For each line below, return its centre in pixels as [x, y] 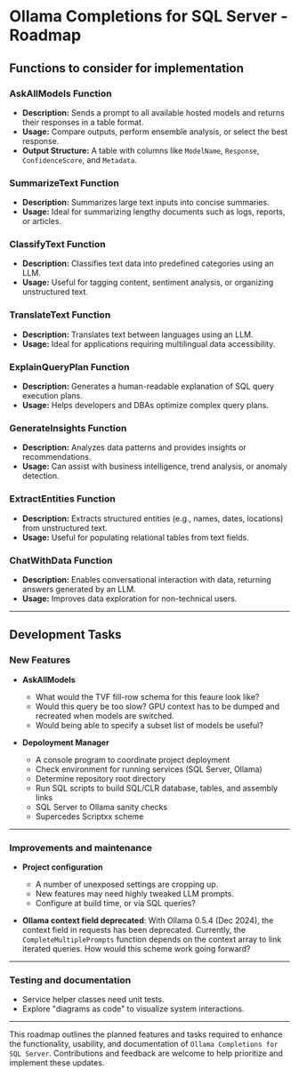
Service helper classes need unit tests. [93, 1000]
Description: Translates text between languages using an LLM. [137, 334]
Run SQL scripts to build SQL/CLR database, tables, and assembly [157, 788]
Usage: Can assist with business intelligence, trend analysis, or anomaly [154, 466]
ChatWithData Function [61, 560]
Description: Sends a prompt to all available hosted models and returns [153, 112]
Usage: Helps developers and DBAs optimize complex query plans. [145, 406]
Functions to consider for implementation [127, 68]
